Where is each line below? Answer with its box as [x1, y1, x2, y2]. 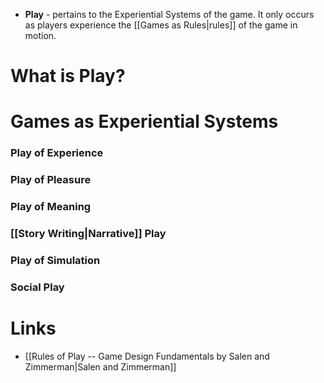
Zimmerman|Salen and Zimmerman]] [24, 360, 177, 373]
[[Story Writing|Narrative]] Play [10, 227, 167, 241]
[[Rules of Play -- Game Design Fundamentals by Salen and [24, 350, 270, 362]
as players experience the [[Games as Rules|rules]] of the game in [24, 19, 298, 31]
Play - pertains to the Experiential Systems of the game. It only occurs [24, 9, 315, 20]
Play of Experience [10, 146, 104, 160]
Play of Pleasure [10, 173, 92, 187]
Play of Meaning [10, 200, 92, 214]
